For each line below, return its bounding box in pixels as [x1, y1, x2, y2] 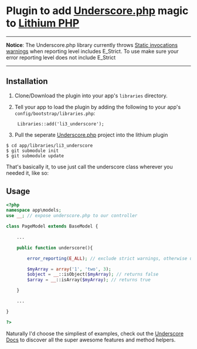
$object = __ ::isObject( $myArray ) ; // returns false [27, 272, 159, 277]
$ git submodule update [6, 153, 64, 159]
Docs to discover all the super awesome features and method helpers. [6, 336, 176, 343]
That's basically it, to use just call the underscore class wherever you [6, 163, 173, 170]
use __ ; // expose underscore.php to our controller [6, 213, 138, 219]
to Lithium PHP [6, 16, 80, 30]
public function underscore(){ [16, 245, 93, 250]
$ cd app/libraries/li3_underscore [6, 143, 93, 148]
